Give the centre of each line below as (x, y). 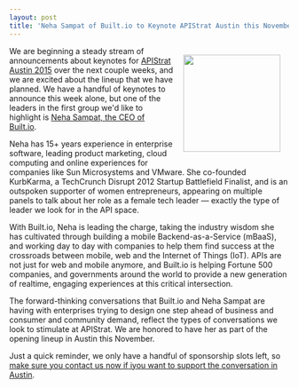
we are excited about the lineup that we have (91, 79)
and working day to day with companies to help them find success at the (142, 246)
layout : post (33, 17)
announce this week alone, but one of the (85, 98)
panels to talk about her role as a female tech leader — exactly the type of (145, 200)
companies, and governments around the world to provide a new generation (148, 274)
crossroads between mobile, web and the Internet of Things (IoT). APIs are (145, 255)
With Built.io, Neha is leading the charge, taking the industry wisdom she (142, 226)
